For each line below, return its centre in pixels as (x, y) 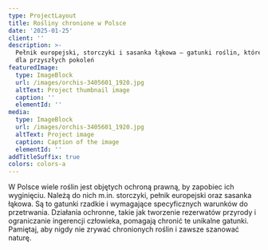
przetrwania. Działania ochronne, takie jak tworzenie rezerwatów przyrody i (132, 212)
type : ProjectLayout (43, 16)
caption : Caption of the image (67, 142)
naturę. (20, 238)
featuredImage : (33, 68)
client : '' (26, 38)
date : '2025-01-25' (41, 30)
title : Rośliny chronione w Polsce (67, 23)
